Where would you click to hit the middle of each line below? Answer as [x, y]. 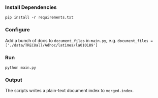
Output [14, 80]
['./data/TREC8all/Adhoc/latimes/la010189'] [51, 45]
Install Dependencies [31, 7]
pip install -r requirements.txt [39, 18]
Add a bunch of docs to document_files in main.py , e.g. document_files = [79, 40]
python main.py [21, 68]
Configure [17, 30]
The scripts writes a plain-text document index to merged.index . [69, 91]
